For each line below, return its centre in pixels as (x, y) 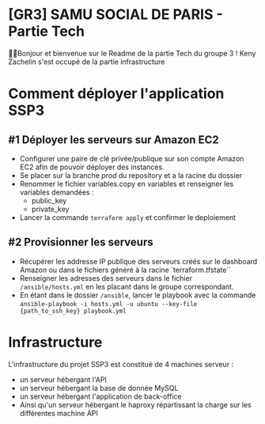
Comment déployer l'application (116, 94)
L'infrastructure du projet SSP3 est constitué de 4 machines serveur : (121, 364)
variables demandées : (57, 192)
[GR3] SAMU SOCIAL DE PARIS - (115, 15)
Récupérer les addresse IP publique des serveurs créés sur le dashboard (138, 261)
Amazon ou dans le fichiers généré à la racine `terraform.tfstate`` (125, 270)
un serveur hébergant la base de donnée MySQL (99, 388)
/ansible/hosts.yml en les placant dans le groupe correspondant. (127, 286)
